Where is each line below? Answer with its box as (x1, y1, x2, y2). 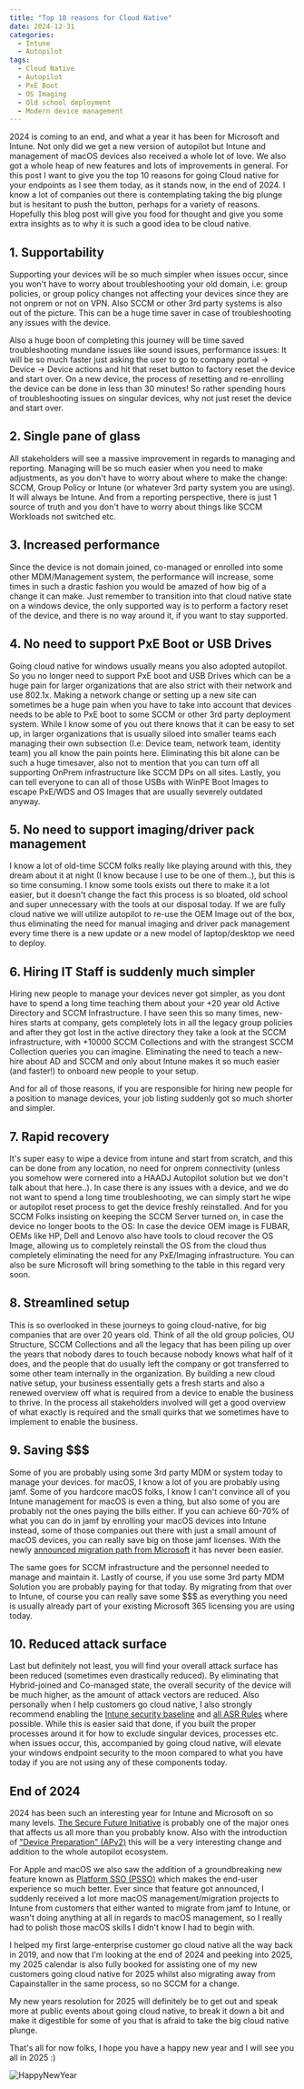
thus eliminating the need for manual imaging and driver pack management (9, 918, 290, 929)
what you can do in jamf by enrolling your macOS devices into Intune (9, 1515, 267, 1526)
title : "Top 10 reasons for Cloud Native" (9, 13, 172, 23)
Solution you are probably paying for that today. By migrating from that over (9, 1580, 292, 1592)
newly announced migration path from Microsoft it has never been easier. (9, 1544, 284, 1555)
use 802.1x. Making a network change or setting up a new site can (9, 689, 257, 701)
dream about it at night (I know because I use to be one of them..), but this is (9, 870, 296, 881)
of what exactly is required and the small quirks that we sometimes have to (9, 1407, 289, 1418)
